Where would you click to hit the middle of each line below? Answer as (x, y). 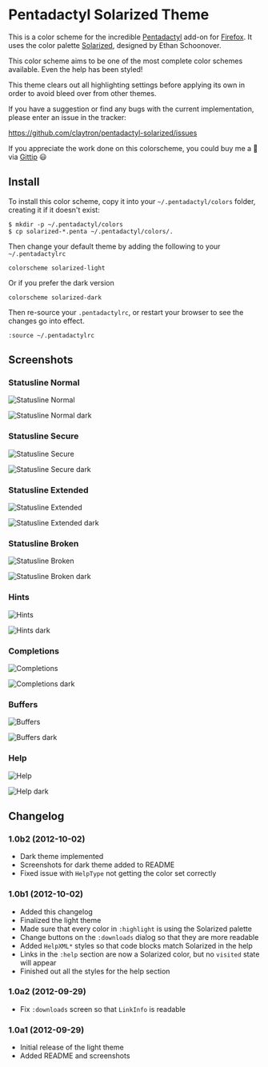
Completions (34, 651)
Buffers (23, 704)
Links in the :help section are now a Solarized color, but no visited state (140, 954)
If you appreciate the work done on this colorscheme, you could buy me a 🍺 (133, 148)
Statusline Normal (44, 383)
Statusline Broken (44, 543)
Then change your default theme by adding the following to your (114, 246)
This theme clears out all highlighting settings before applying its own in (127, 85)
